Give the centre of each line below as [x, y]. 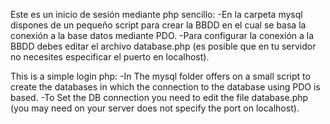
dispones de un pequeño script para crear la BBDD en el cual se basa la [158, 25]
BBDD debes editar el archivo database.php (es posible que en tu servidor [163, 46]
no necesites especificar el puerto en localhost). [110, 57]
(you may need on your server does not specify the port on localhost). [155, 108]
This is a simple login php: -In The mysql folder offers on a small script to [160, 76]
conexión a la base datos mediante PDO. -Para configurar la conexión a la [162, 35]
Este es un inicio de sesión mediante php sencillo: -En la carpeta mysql [156, 14]
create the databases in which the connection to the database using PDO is [165, 87]
